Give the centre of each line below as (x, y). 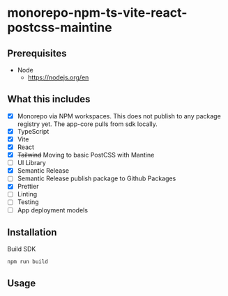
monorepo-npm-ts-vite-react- (97, 13)
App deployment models (53, 210)
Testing (28, 202)
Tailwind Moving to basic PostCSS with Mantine (86, 155)
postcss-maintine (60, 28)
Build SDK (22, 249)
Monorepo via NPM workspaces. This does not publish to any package (119, 116)
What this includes (49, 99)
